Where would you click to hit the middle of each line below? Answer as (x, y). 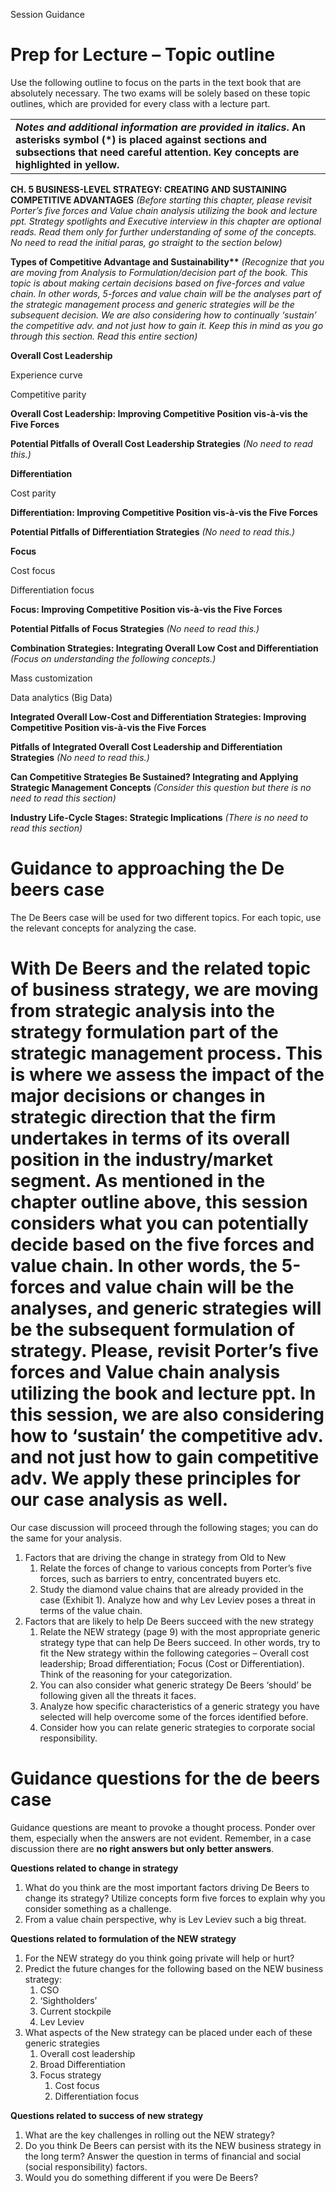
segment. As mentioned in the (138, 1181)
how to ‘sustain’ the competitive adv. (167, 1436)
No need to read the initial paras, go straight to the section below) (146, 242)
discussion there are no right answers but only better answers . (142, 1848)
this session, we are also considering (167, 1415)
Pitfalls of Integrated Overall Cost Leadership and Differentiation (146, 746)
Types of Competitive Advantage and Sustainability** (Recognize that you (167, 261)
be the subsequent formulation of (152, 1330)
